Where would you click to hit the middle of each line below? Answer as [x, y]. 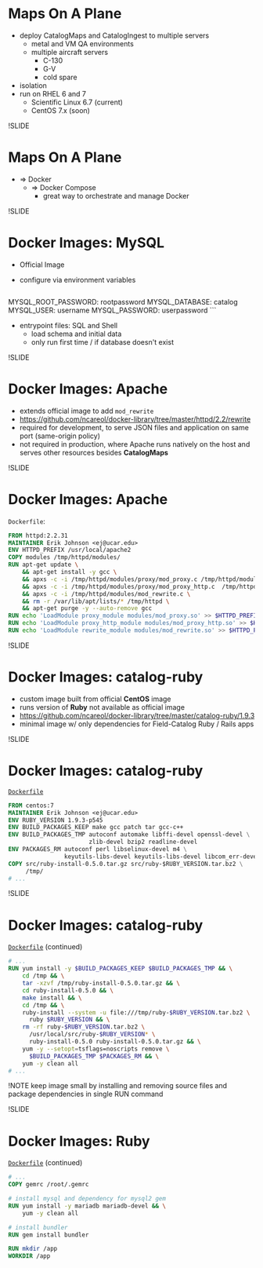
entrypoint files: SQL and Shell [68, 325]
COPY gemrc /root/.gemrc [49, 1185]
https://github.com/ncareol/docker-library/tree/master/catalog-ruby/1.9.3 [137, 715]
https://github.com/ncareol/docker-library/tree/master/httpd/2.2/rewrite [135, 419]
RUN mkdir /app [33, 1249]
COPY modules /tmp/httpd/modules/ [65, 557]
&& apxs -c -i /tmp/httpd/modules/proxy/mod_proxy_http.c [119, 586]
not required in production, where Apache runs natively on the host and [135, 444]
